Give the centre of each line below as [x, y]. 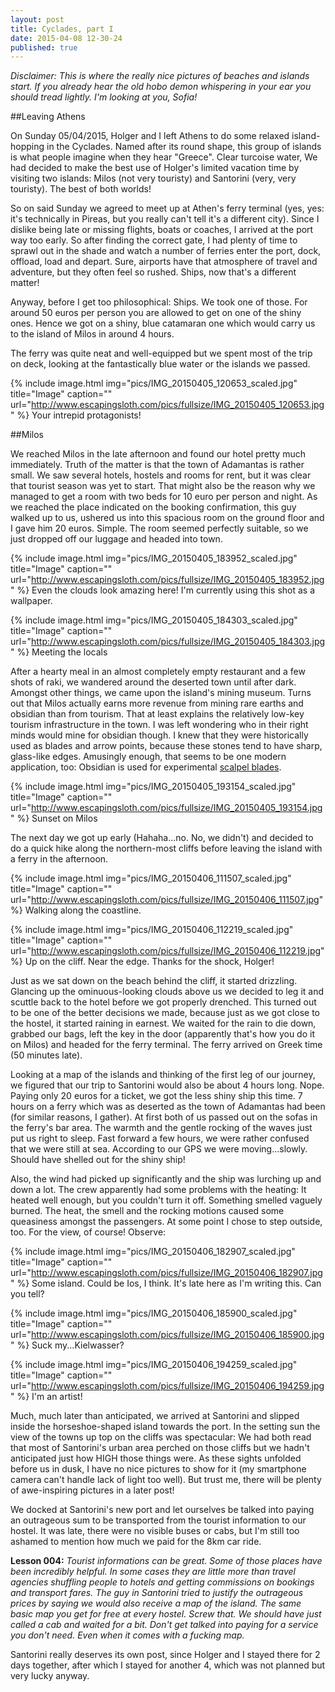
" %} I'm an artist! [46, 1397]
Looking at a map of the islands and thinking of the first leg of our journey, [163, 1075]
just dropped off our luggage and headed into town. [116, 539]
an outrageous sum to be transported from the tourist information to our [158, 1520]
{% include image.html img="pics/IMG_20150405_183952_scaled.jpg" [154, 558]
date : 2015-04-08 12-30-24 [66, 38]
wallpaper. [31, 601]
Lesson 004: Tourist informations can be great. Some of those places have [166, 1561]
